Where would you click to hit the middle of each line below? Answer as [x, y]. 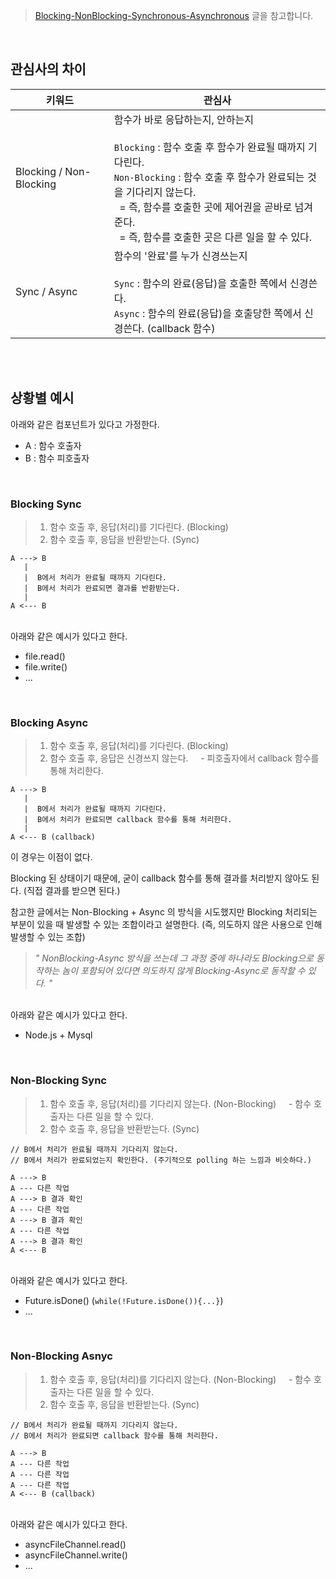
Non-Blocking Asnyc [61, 1356]
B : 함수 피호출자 [57, 458]
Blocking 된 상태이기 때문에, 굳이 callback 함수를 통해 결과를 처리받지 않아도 [160, 878]
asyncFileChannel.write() [76, 1555]
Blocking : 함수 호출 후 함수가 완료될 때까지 [209, 147]
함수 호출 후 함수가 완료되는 [244, 177]
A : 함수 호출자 [53, 445]
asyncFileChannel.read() [75, 1544]
